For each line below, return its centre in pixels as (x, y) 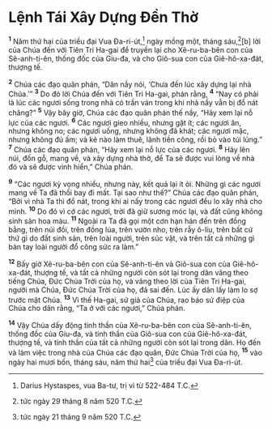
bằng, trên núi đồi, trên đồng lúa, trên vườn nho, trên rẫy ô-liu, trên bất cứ (131, 229)
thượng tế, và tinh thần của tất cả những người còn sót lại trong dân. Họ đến (135, 342)
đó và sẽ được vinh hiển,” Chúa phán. (71, 167)
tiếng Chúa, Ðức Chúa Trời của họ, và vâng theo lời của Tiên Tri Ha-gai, (127, 281)
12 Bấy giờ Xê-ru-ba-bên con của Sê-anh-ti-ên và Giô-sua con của (119, 263)
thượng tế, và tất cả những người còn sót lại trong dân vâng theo (141, 272)
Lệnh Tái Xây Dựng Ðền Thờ (104, 17)
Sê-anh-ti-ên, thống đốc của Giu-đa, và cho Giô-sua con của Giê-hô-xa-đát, (136, 58)
